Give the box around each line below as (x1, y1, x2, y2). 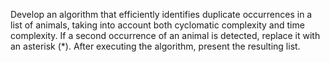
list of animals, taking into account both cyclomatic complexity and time (10, 19, 305, 31)
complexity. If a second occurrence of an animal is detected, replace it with (10, 30, 321, 41)
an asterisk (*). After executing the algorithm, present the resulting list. (10, 40, 301, 52)
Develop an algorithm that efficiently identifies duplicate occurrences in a (10, 9, 313, 20)
